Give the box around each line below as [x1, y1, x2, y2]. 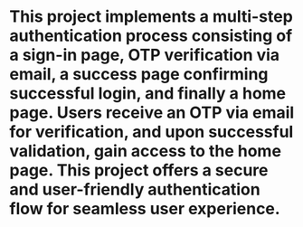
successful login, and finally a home [9, 83, 287, 104]
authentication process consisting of [9, 25, 293, 46]
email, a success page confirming [9, 64, 269, 85]
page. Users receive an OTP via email [9, 102, 295, 123]
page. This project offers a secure [9, 160, 269, 181]
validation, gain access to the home [9, 141, 282, 162]
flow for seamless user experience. [9, 199, 280, 219]
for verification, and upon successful [9, 122, 294, 142]
